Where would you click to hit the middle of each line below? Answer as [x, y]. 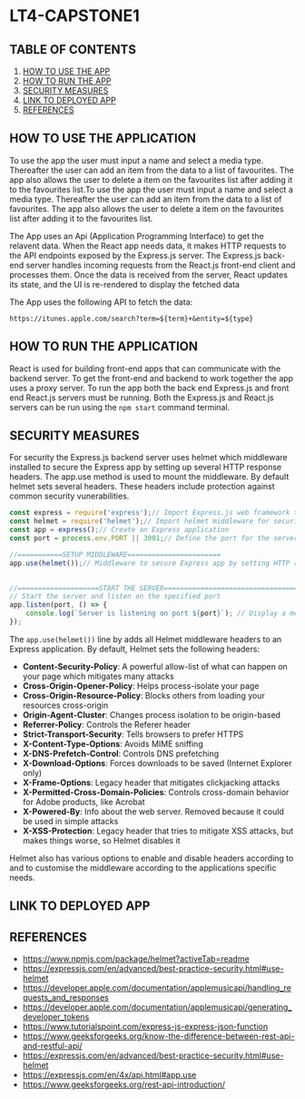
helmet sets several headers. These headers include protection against [142, 487]
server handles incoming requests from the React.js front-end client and [161, 265]
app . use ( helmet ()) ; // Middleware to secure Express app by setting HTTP [150, 563]
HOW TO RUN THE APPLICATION [103, 347]
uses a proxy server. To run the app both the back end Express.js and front [149, 388]
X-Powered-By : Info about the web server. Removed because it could [153, 812]
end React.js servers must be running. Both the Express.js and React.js [142, 398]
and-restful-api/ [52, 1046]
